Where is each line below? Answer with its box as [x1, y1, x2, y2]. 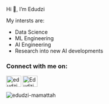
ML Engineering [14, 35, 54, 41]
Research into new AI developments [14, 47, 104, 54]
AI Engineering [14, 41, 52, 48]
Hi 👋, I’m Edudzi [6, 6, 45, 12]
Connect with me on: [6, 62, 68, 70]
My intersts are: [6, 17, 45, 24]
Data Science [14, 28, 48, 35]
